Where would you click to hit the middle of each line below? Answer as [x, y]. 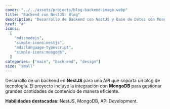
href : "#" [16, 24]
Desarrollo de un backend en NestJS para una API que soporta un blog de [83, 81]
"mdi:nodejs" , [29, 38]
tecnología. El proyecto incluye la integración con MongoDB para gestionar [83, 86]
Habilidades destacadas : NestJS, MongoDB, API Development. [72, 101]
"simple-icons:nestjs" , [39, 43]
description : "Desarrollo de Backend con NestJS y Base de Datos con [80, 19]
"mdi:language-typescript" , [44, 47]
